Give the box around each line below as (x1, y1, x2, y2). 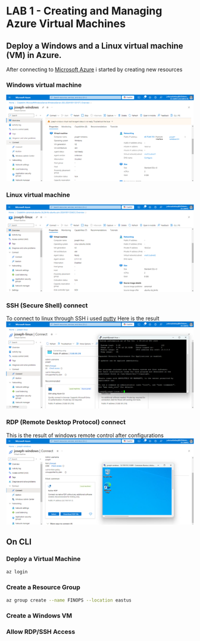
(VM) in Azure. (6, 50, 62, 60)
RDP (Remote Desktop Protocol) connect (6, 418, 126, 426)
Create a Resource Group (6, 583, 80, 591)
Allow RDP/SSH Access (6, 627, 76, 636)
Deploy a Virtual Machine (6, 554, 81, 563)
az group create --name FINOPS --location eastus (6, 597, 132, 603)
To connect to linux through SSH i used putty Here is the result (6, 315, 160, 322)
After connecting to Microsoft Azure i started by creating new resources (6, 66, 183, 73)
